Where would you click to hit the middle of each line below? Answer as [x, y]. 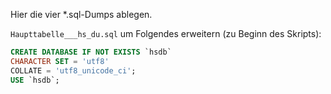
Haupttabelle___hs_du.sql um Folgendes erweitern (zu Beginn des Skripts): [166, 33]
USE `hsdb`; [35, 80]
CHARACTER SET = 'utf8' [60, 61]
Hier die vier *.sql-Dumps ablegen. [81, 14]
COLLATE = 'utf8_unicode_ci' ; [73, 70]
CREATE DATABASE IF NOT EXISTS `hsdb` [91, 52]
